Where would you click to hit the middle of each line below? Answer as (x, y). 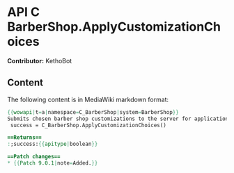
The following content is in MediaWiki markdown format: (88, 99)
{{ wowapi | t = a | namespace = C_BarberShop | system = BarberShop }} (93, 112)
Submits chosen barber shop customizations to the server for (99, 119)
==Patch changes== (34, 157)
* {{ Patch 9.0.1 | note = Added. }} (53, 163)
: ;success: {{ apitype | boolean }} (53, 144)
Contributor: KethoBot (40, 60)
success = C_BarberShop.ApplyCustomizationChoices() (88, 125)
